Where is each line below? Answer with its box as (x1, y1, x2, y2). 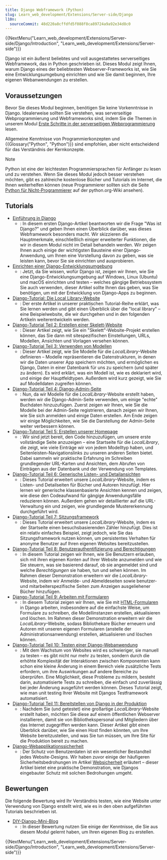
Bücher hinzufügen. (19, 588, 61, 594)
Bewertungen (5, 784, 48, 793)
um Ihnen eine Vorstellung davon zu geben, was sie (47, 252, 154, 259)
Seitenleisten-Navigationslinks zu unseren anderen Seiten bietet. (19, 450, 153, 456)
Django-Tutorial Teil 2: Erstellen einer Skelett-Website (12, 322, 122, 328)
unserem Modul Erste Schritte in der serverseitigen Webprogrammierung (5, 121, 155, 127)
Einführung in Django (12, 215, 56, 221)
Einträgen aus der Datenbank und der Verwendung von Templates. (19, 465, 157, 472)
